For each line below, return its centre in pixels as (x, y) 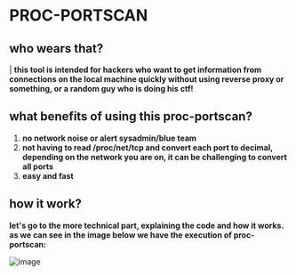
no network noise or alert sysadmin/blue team (109, 138)
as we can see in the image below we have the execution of (121, 235)
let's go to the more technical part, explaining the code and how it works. (147, 225)
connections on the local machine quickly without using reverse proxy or (147, 79)
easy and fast (48, 175)
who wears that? (56, 49)
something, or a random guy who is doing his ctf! (101, 89)
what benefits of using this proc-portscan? (131, 117)
